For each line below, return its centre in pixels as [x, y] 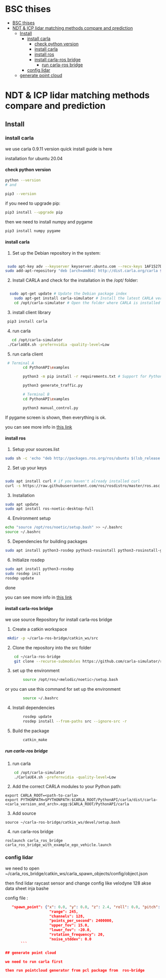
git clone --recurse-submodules [47, 661]
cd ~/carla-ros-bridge [37, 657]
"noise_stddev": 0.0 [70, 939]
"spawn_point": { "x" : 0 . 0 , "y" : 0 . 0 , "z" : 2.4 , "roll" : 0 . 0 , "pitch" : [86, 907]
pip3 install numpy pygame [33, 231]
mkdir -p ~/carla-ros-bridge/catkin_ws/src [53, 638]
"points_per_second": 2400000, [81, 921]
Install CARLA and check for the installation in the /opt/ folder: [75, 280]
